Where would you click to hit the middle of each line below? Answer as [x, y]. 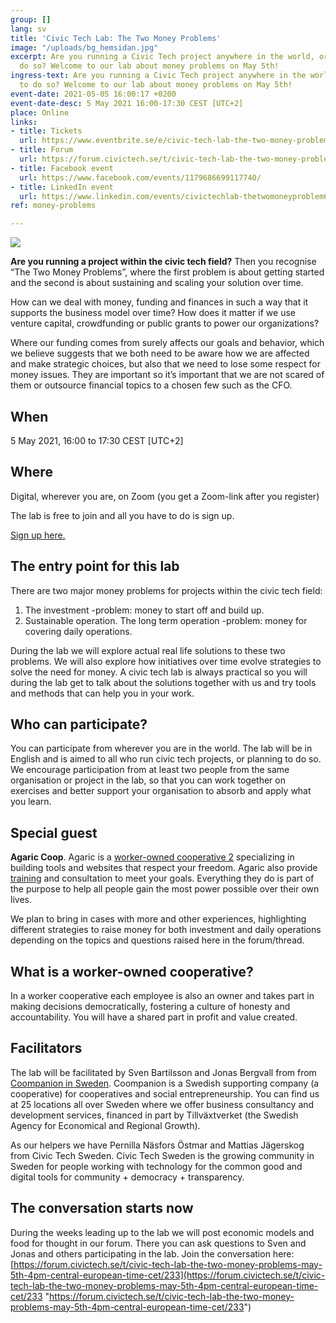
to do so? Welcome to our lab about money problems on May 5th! [156, 85]
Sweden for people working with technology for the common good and [156, 1166]
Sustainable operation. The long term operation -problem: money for [166, 620]
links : [24, 122]
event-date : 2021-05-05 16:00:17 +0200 [93, 94]
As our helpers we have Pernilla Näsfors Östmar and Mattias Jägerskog [157, 1145]
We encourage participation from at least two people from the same [150, 770]
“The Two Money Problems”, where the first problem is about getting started [167, 272]
